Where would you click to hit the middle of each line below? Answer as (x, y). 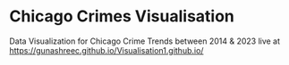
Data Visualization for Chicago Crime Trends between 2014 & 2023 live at (144, 41)
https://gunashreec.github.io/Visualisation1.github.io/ (106, 50)
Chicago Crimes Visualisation (122, 16)
